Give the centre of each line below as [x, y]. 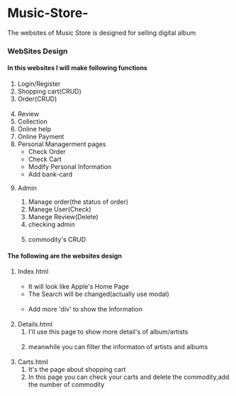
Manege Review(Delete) [63, 217]
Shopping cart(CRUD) [49, 92]
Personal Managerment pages [62, 144]
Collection [32, 121]
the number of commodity [66, 385]
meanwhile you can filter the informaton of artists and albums [118, 347]
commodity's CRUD [57, 240]
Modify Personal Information [70, 167]
